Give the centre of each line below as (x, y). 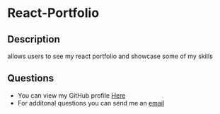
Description (34, 39)
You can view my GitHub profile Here (71, 95)
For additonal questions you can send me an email (91, 103)
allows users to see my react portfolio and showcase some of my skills (110, 56)
